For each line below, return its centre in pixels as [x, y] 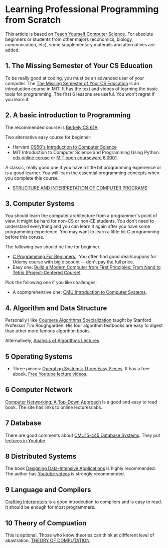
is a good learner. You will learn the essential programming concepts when [82, 173]
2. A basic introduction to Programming [68, 115]
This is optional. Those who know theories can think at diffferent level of [80, 535]
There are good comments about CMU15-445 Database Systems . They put [83, 435]
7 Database [23, 423]
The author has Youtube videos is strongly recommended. [65, 474]
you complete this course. [32, 178]
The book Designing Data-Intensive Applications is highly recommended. [81, 468]
